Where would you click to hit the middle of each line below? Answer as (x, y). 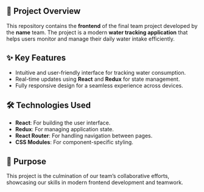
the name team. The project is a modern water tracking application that (97, 32)
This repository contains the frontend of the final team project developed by (102, 26)
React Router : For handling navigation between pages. (84, 136)
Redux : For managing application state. (65, 129)
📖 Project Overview (44, 11)
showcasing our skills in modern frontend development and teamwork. (95, 182)
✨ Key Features (36, 58)
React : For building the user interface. (63, 123)
